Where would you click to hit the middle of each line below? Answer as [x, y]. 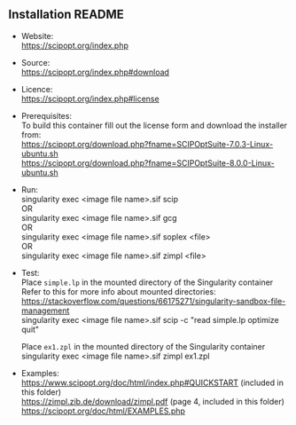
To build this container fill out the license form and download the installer [154, 125]
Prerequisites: [47, 115]
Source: [35, 62]
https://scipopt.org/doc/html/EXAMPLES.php [103, 411]
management [45, 311]
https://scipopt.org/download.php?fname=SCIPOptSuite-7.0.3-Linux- [147, 144]
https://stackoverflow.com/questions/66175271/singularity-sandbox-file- [153, 301]
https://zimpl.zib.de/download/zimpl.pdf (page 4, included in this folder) [153, 401]
